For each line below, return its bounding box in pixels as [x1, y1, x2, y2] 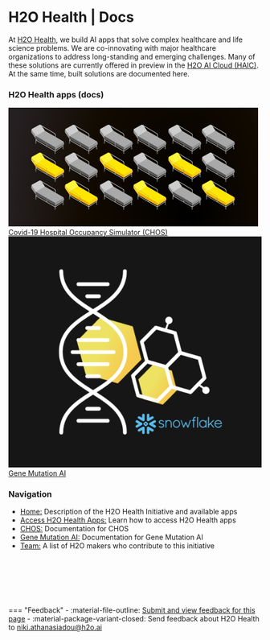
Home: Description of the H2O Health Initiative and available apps [19, 506, 238, 516]
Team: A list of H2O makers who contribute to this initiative [19, 540, 215, 551]
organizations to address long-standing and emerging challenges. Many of [8, 52, 256, 61]
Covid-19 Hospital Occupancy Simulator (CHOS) [8, 228, 169, 237]
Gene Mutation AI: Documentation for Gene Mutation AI [19, 532, 203, 542]
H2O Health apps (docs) [8, 89, 104, 100]
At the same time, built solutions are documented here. [8, 68, 190, 78]
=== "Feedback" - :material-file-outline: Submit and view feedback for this [8, 605, 256, 615]
